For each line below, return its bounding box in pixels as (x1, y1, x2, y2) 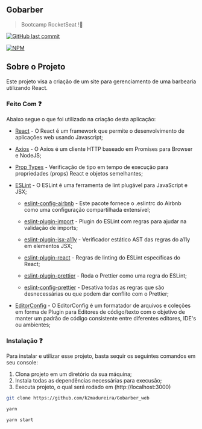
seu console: (6, 359, 38, 366)
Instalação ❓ (6, 336, 43, 345)
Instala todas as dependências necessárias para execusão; (14, 377, 162, 384)
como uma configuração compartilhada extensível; (24, 206, 151, 213)
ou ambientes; (14, 321, 51, 328)
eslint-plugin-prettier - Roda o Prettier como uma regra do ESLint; (24, 272, 187, 279)
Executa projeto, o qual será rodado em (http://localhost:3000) (14, 383, 171, 391)
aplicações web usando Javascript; (14, 133, 104, 141)
